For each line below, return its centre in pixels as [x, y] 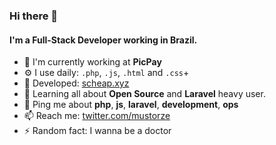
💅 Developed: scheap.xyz [76, 83]
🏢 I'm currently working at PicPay [92, 62]
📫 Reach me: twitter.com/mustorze [97, 116]
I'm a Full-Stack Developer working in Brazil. [103, 40]
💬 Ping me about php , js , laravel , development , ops [131, 105]
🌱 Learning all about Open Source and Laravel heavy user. [144, 94]
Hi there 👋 [34, 16]
